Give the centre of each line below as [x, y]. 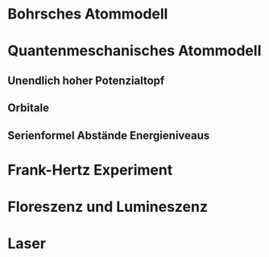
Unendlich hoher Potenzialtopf [86, 80]
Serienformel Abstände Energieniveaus [109, 135]
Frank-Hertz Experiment [90, 170]
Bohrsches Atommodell [88, 14]
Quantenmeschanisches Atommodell [134, 51]
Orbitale [29, 108]
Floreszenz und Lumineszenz [108, 207]
